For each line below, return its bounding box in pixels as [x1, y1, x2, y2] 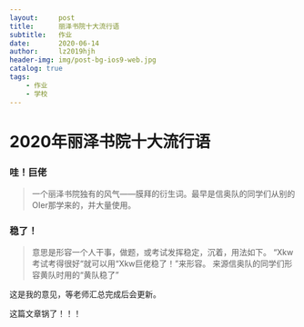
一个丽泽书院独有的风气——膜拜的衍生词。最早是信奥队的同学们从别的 [31, 188, 296, 199]
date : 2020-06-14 [9, 38, 100, 48]
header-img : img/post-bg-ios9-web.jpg [9, 55, 157, 64]
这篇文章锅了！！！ [9, 308, 82, 319]
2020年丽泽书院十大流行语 [9, 131, 211, 152]
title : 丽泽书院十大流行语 [9, 22, 120, 31]
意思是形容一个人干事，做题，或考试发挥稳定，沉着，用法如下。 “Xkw [31, 247, 294, 258]
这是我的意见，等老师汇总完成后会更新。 [9, 289, 161, 300]
